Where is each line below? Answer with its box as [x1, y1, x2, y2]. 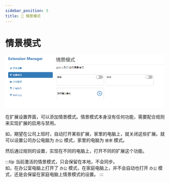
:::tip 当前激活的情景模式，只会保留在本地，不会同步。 [5, 159, 118, 165]
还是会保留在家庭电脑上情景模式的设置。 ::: [14, 171, 104, 177]
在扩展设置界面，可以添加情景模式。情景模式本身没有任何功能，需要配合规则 [5, 114, 165, 120]
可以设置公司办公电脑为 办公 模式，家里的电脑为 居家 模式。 [5, 137, 127, 144]
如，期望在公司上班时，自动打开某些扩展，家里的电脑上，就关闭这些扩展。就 [5, 131, 165, 137]
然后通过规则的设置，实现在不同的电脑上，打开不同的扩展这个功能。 [5, 148, 147, 154]
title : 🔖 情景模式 [5, 13, 41, 19]
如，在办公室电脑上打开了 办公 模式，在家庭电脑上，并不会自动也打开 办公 [5, 165, 157, 171]
